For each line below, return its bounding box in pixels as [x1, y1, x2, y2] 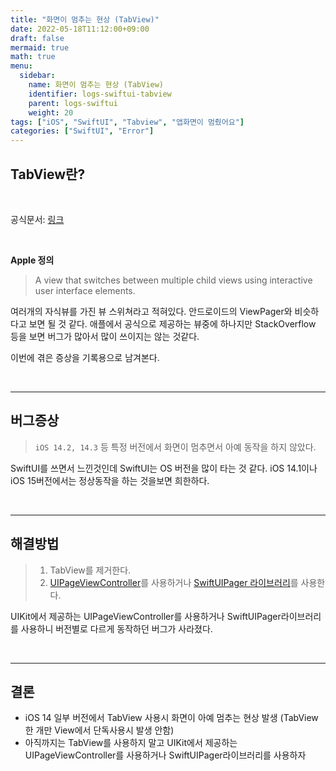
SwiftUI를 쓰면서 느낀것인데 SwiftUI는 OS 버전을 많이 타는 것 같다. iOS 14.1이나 [10, 462, 318, 474]
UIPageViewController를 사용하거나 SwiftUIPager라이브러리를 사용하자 [24, 749, 307, 761]
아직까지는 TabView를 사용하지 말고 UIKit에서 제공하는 [24, 737, 238, 749]
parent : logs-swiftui [28, 98, 118, 108]
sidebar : [19, 71, 56, 81]
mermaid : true [10, 42, 70, 53]
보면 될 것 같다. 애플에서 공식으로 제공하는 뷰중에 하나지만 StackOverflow [28, 317, 317, 330]
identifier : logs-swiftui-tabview [28, 89, 172, 99]
